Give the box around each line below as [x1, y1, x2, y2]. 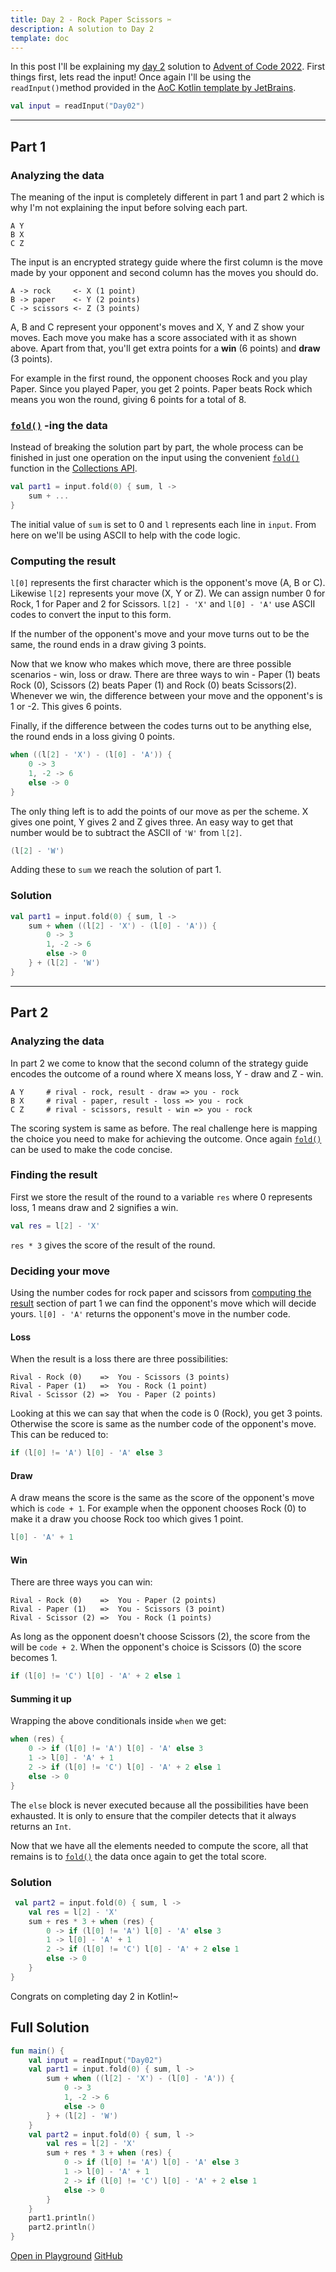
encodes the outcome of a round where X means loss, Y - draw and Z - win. [10, 1067, 324, 1080]
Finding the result [10, 1168, 98, 1182]
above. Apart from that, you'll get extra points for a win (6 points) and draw [10, 342, 321, 354]
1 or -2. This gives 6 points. [10, 701, 122, 713]
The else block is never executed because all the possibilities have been [10, 1799, 309, 1811]
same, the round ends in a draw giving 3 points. [10, 639, 207, 651]
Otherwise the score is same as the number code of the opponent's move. [10, 1418, 317, 1430]
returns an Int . [10, 1820, 72, 1832]
